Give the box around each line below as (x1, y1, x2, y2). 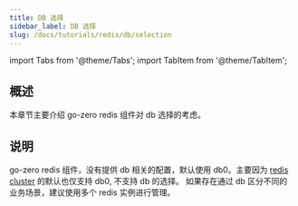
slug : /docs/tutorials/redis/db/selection (9, 30, 172, 39)
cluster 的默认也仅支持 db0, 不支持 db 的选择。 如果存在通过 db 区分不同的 (9, 176, 288, 186)
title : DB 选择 (9, 13, 64, 23)
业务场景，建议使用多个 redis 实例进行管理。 (9, 187, 176, 198)
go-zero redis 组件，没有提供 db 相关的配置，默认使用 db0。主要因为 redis (9, 164, 289, 175)
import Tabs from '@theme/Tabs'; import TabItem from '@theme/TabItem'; (9, 55, 288, 66)
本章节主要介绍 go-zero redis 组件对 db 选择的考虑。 (9, 110, 206, 121)
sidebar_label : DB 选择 (9, 22, 97, 31)
